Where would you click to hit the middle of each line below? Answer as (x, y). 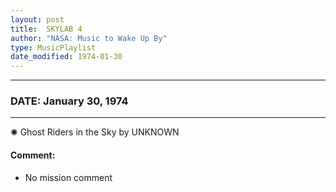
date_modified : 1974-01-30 (66, 57)
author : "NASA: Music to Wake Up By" (89, 38)
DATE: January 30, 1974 (69, 101)
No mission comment (68, 177)
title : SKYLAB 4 (46, 29)
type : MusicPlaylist (53, 47)
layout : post (37, 19)
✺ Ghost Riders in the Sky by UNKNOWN (95, 132)
